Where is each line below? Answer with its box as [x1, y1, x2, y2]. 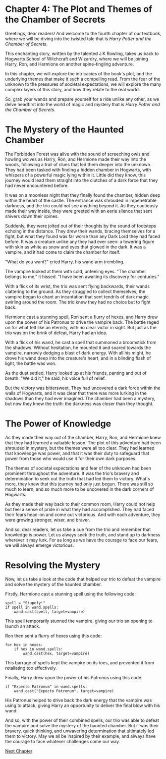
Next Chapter [5, 748, 33, 754]
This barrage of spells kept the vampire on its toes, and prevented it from [5, 659, 155, 665]
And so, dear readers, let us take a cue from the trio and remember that [5, 526, 151, 532]
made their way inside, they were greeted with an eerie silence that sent [5, 208, 152, 214]
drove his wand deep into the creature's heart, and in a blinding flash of [5, 355, 151, 361]
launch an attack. [5, 623, 41, 629]
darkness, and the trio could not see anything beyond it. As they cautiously [5, 202, 158, 209]
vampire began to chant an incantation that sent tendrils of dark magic [5, 293, 149, 299]
